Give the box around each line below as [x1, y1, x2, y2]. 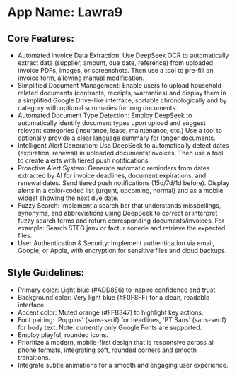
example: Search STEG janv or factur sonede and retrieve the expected [17, 224, 226, 232]
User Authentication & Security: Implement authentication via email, [17, 239, 215, 247]
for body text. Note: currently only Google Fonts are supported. [17, 323, 202, 331]
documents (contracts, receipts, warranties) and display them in [40, 89, 226, 97]
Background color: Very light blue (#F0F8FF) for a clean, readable [17, 293, 210, 301]
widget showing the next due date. [17, 194, 119, 202]
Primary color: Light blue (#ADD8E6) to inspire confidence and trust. [17, 286, 218, 294]
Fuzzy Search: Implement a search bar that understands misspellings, [17, 201, 221, 209]
